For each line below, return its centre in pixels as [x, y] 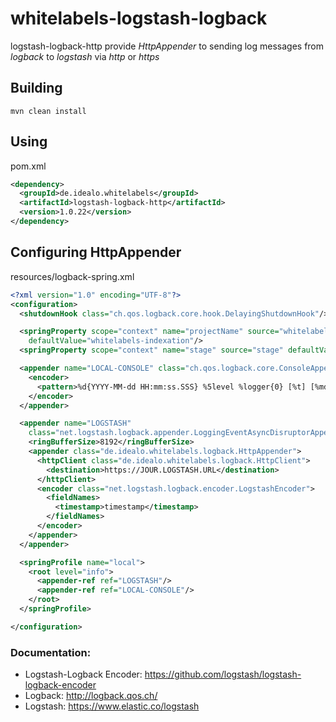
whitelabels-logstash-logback [139, 18]
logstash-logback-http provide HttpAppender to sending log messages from [167, 46]
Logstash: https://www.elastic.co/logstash [112, 706]
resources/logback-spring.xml [72, 276]
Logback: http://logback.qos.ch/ [91, 696]
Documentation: [51, 652]
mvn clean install [48, 111]
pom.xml [28, 166]
